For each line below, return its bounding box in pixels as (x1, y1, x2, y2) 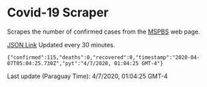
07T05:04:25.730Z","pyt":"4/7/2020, (7, 60, 111, 66)
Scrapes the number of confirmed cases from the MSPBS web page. (7, 27, 200, 36)
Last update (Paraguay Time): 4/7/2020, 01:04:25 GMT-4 (7, 72, 168, 80)
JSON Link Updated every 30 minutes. (7, 40, 115, 49)
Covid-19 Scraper (7, 5, 109, 21)
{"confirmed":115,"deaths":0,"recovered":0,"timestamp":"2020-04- (7, 53, 200, 61)
